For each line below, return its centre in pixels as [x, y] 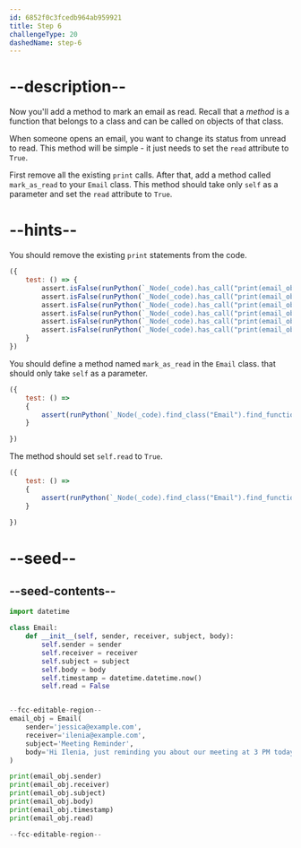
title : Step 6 [36, 26]
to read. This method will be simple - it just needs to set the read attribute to [149, 148]
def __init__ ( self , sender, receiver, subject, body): [130, 636]
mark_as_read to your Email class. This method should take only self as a [144, 185]
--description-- [68, 87]
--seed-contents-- [63, 591]
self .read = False [76, 687]
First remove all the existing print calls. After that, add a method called [140, 175]
